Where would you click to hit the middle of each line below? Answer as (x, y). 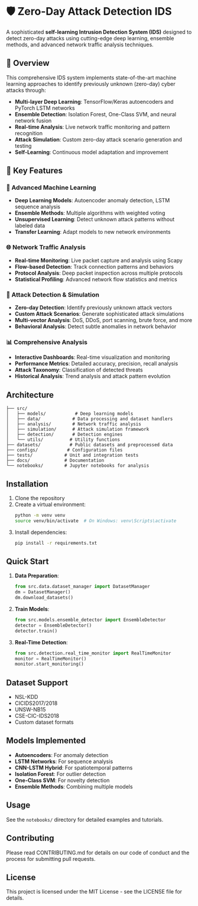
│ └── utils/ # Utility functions (63, 440)
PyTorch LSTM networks (45, 108)
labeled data (30, 225)
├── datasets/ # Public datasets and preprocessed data (90, 445)
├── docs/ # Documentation (55, 460)
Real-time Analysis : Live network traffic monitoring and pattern (92, 127)
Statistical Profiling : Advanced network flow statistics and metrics (96, 279)
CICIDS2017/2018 (36, 703)
